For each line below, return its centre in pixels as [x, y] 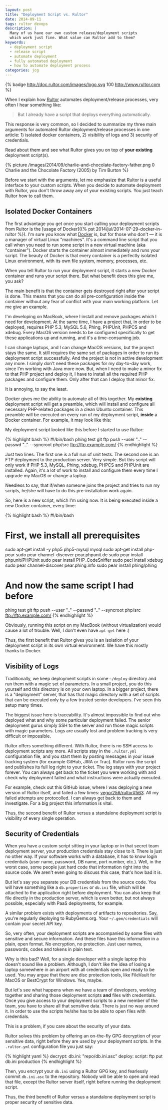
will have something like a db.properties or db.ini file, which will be [75, 887]
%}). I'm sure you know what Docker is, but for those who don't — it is [90, 234]
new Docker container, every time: [40, 505]
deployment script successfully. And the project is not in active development [84, 358]
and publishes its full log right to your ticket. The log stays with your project [83, 767]
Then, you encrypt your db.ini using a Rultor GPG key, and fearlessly [77, 1071]
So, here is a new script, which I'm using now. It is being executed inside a [82, 500]
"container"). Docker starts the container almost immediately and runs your [82, 250]
